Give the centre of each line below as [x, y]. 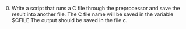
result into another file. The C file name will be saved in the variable [92, 14]
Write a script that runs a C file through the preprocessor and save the [96, 8]
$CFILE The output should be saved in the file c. [69, 20]
